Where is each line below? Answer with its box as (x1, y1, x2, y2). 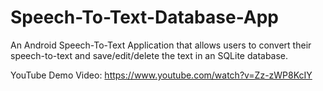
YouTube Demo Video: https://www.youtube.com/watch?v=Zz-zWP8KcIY (10, 69, 313, 81)
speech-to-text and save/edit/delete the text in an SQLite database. (10, 49, 289, 61)
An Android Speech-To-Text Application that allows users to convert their (10, 39, 312, 51)
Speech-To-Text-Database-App (10, 6, 279, 29)
